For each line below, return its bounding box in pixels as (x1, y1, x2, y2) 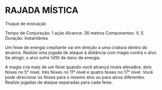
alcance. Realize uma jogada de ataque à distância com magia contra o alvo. (5, 50, 158, 55)
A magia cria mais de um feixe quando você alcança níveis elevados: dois (5, 64, 152, 70)
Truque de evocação (5, 21, 46, 26)
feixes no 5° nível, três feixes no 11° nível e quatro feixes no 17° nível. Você (5, 69, 153, 75)
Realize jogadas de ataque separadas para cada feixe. (5, 79, 113, 85)
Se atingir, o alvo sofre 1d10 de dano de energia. (5, 54, 101, 60)
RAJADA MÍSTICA (5, 5, 79, 16)
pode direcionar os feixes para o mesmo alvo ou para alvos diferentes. (5, 74, 146, 80)
